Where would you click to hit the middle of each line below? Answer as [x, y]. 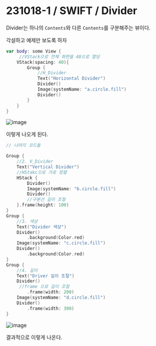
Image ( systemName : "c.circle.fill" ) [61, 243]
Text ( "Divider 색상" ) [42, 227]
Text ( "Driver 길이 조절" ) [46, 276]
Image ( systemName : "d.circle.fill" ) [61, 298]
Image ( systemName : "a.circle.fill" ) [82, 90]
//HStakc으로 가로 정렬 [42, 172]
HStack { [27, 178]
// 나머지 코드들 [23, 145]
